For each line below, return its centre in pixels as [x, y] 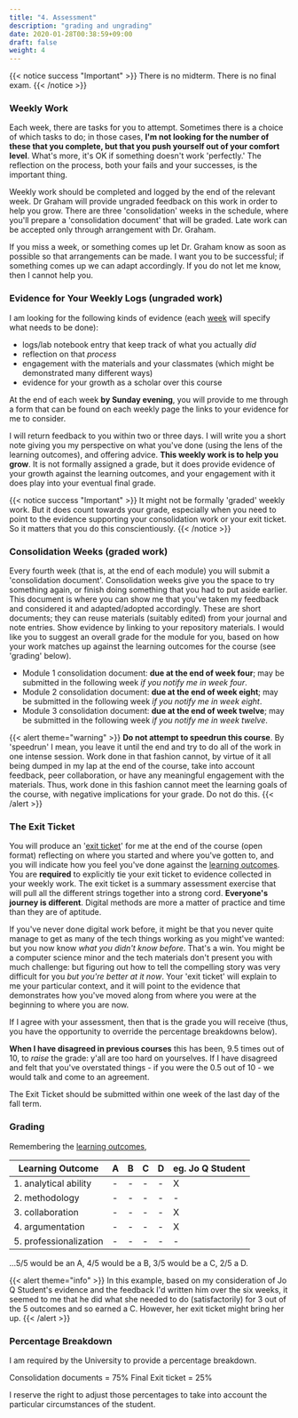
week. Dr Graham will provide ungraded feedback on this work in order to [143, 202]
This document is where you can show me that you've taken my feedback [144, 599]
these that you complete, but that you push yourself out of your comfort [145, 147]
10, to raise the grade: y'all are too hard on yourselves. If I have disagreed [143, 1058]
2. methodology [47, 1198]
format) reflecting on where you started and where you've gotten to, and [142, 855]
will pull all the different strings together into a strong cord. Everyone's [139, 893]
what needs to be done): [54, 327]
